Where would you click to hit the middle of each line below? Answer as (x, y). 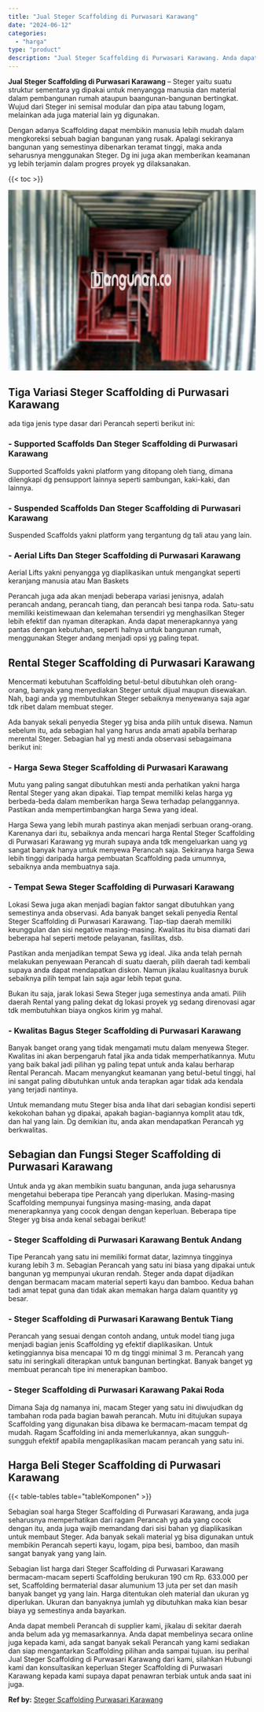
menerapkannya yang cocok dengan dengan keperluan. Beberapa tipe (123, 1211)
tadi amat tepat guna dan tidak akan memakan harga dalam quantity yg (123, 1290)
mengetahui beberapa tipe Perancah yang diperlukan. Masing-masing (121, 1194)
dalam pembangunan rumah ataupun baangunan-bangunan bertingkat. (123, 98)
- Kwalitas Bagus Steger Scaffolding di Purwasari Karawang (125, 1030)
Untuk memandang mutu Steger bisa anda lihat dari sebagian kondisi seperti (132, 1104)
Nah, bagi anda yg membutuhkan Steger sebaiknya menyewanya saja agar (129, 699)
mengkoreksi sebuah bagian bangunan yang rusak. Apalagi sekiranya (121, 139)
